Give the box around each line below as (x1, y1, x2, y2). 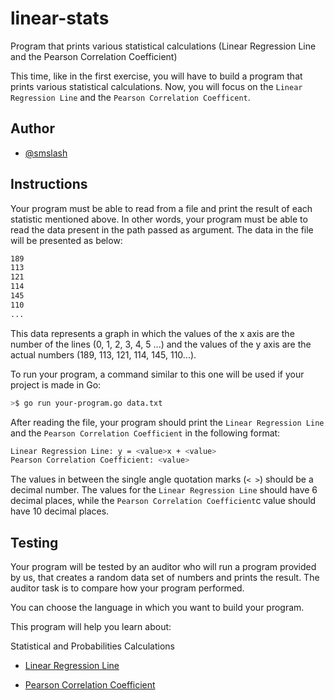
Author (10, 120, 55, 137)
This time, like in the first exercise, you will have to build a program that (10, 70, 303, 82)
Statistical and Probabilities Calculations (10, 640, 175, 652)
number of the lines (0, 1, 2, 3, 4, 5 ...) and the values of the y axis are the (10, 338, 312, 350)
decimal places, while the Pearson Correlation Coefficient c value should (10, 495, 317, 507)
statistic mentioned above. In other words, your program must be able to (10, 213, 308, 225)
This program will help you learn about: (10, 621, 172, 633)
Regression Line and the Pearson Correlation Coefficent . (10, 91, 251, 103)
